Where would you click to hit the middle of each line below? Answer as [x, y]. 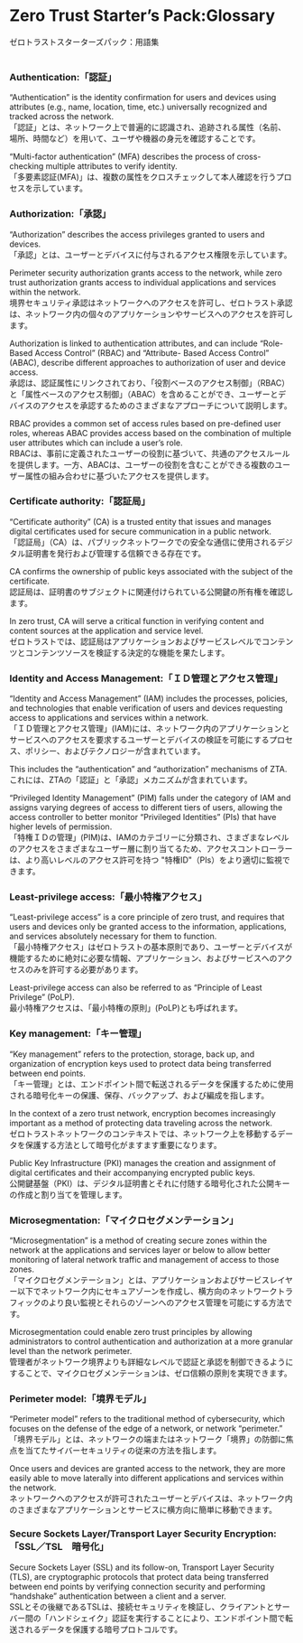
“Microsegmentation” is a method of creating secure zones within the [138, 1241]
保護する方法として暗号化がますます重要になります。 [124, 1144]
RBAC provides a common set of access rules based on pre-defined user [145, 423]
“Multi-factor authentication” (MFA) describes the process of [122, 157]
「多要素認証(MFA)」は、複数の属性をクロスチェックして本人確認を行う [143, 177]
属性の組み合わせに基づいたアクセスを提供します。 [119, 476]
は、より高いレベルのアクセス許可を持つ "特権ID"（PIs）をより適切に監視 [146, 860]
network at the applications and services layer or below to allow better [140, 1250]
